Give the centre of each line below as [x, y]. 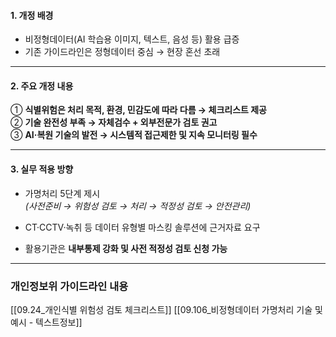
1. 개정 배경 [32, 15]
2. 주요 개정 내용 [42, 86]
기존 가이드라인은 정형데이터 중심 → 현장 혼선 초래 [122, 52]
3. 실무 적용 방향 [42, 169]
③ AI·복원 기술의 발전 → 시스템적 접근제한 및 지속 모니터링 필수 [134, 135]
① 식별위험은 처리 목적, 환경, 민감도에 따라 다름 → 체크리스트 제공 [138, 110]
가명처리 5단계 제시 [62, 193]
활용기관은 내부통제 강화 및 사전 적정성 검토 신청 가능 [126, 248]
